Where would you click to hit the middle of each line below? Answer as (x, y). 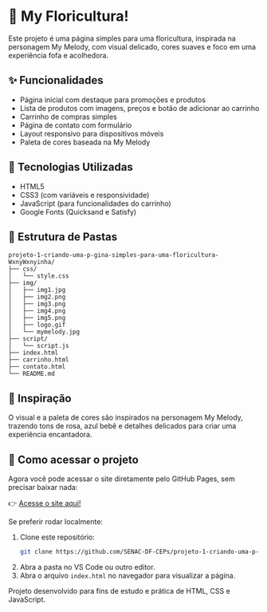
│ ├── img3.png (37, 304)
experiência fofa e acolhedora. (59, 55)
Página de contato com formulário (76, 125)
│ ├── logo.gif (37, 325)
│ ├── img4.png (37, 311)
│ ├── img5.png (37, 318)
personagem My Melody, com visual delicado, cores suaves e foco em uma (132, 46)
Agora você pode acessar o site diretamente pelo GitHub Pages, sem (122, 479)
